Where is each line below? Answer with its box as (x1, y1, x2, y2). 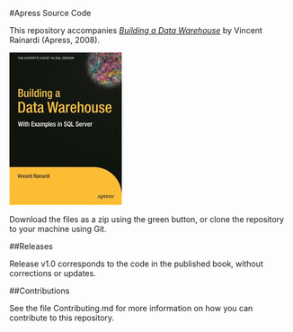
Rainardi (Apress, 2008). (9, 35, 101, 45)
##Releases (9, 241, 54, 251)
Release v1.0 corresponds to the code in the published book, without (9, 258, 263, 269)
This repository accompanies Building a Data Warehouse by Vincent (9, 25, 263, 35)
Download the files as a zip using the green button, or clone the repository (9, 214, 285, 224)
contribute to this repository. (9, 312, 115, 323)
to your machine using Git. (9, 224, 107, 234)
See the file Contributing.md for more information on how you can (9, 303, 253, 313)
